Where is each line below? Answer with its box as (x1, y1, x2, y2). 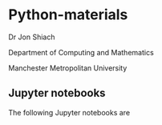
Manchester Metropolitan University (8, 62, 128, 73)
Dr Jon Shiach (8, 32, 55, 42)
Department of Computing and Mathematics (8, 47, 154, 57)
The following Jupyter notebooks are (8, 107, 131, 117)
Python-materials (8, 6, 128, 24)
